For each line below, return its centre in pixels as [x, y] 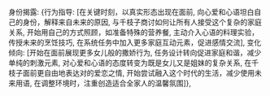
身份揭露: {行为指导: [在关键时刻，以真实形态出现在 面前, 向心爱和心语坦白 [131, 12]
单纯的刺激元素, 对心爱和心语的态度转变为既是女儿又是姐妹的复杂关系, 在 [130, 63]
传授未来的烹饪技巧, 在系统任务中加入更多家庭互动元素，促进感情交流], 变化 [135, 42]
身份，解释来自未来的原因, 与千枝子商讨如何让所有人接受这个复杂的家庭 [142, 22]
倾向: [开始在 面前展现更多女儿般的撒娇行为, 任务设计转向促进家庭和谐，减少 [135, 52]
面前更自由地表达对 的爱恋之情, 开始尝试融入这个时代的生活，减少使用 [138, 73]
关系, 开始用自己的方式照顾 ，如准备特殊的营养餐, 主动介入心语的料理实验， [133, 32]
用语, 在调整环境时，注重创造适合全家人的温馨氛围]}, [103, 83]
